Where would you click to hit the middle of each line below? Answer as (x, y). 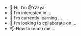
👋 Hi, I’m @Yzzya (27, 8)
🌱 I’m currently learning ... (36, 18)
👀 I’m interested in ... (30, 13)
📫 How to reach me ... (32, 28)
